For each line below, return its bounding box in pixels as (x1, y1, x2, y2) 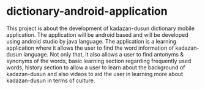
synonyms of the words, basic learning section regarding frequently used (6, 57, 192, 64)
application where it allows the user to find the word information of (6, 44, 174, 52)
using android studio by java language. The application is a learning (6, 37, 177, 45)
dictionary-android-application (6, 4, 168, 18)
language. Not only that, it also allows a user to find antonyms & (23, 50, 184, 58)
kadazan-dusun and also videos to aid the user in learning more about (6, 70, 184, 77)
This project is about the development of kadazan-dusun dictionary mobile (6, 25, 195, 32)
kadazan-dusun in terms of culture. (6, 77, 95, 84)
